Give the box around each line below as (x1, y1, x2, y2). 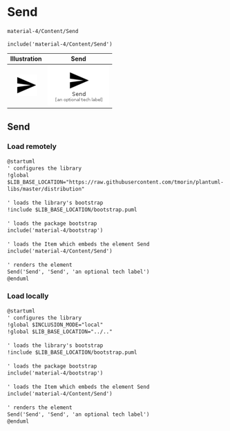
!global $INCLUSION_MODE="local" (7, 321, 104, 328)
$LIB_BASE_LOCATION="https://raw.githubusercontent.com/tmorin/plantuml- (7, 179, 224, 186)
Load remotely (7, 141, 57, 151)
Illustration (10, 54, 43, 63)
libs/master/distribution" (7, 186, 85, 192)
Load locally (7, 291, 49, 301)
